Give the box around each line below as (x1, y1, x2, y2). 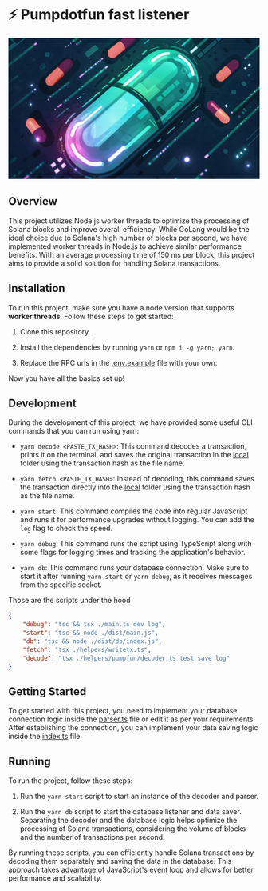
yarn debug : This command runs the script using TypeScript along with (19, 539, 252, 549)
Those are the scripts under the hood (8, 596, 131, 605)
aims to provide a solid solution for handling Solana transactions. (8, 258, 221, 268)
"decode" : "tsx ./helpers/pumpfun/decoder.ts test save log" (22, 654, 230, 662)
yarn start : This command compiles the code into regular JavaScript (19, 506, 248, 516)
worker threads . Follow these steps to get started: (8, 311, 174, 321)
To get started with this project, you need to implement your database (8, 706, 238, 716)
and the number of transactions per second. (19, 833, 165, 842)
